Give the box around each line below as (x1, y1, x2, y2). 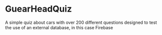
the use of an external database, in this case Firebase (5, 24, 114, 30)
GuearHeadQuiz (5, 3, 72, 15)
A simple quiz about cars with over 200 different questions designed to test (5, 19, 157, 25)
